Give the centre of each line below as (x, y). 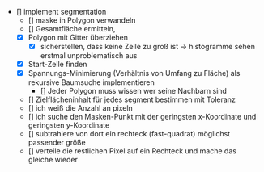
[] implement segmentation (61, 12)
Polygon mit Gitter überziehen (78, 37)
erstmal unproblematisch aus (89, 56)
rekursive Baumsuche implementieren (92, 82)
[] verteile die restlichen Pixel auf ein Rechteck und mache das (132, 151)
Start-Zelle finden (57, 65)
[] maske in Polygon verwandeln (82, 20)
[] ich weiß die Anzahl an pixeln (81, 108)
